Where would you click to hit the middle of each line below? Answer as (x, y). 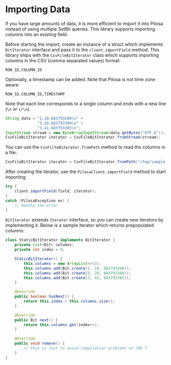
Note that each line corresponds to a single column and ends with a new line (86, 104)
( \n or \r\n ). (18, 109)
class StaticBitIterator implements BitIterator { (60, 240)
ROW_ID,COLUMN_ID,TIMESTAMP (35, 94)
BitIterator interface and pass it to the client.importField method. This (82, 50)
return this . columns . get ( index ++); (62, 325)
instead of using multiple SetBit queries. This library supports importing (80, 29)
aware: (13, 85)
